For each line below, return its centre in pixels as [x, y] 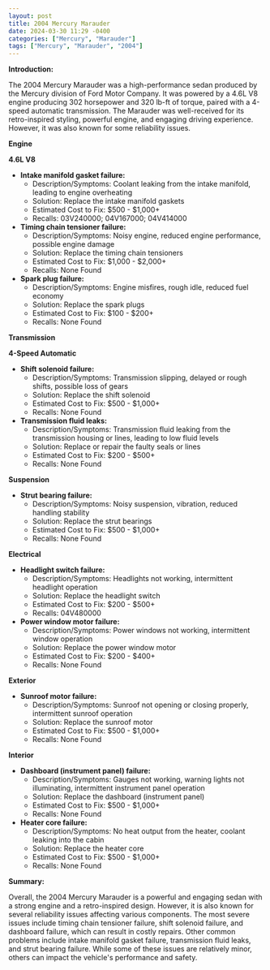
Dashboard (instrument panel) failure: [86, 771]
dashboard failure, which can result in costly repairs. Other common [122, 932]
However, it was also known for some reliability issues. [99, 128]
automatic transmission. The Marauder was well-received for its [138, 111]
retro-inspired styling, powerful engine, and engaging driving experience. [131, 119]
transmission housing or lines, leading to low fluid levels [125, 438]
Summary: [26, 882]
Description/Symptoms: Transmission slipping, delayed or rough [139, 377]
